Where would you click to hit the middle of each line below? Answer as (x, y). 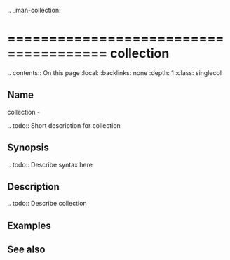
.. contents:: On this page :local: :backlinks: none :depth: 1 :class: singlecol (115, 72)
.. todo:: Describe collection (47, 204)
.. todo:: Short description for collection (64, 125)
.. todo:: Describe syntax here (50, 164)
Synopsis (28, 148)
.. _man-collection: (34, 10)
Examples (29, 225)
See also (26, 250)
